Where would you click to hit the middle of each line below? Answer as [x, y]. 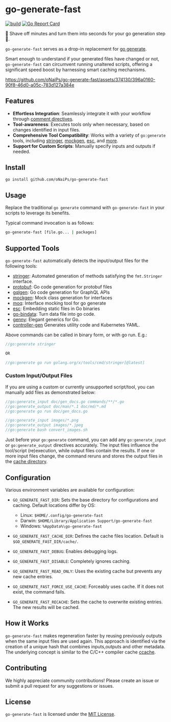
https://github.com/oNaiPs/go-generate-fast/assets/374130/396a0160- [80, 79]
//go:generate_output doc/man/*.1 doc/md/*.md [56, 406]
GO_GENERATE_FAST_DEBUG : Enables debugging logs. [65, 551]
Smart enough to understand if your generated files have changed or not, [82, 59]
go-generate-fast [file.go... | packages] [51, 232]
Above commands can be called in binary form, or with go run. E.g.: [76, 335]
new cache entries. [33, 576]
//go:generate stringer [31, 344]
